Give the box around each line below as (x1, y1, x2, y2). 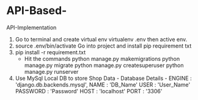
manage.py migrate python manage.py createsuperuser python (24, 62, 185, 69)
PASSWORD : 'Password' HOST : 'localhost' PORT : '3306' (15, 87, 163, 95)
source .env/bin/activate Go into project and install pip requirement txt (15, 42, 192, 49)
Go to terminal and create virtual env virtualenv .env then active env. (15, 35, 188, 43)
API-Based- (6, 4, 67, 18)
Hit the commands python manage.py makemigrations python (24, 55, 180, 62)
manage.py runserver (24, 68, 79, 75)
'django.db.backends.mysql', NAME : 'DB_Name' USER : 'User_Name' (15, 80, 191, 88)
